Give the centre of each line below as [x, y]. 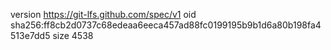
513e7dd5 [30, 35]
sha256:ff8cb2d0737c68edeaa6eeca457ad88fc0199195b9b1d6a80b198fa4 [166, 25]
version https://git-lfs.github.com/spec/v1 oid [103, 14]
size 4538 [73, 35]
